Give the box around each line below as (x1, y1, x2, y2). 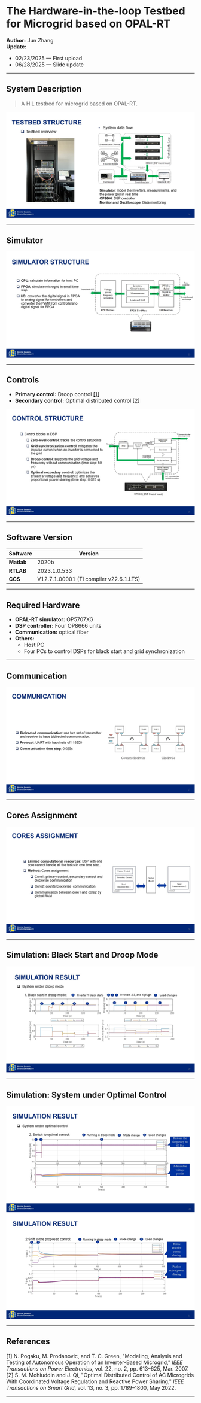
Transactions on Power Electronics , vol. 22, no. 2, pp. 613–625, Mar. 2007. (6, 1365, 190, 1372)
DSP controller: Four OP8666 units (14, 622, 102, 630)
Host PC (23, 642, 45, 649)
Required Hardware (6, 600, 80, 610)
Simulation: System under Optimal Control (6, 1089, 167, 1100)
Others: (14, 635, 35, 642)
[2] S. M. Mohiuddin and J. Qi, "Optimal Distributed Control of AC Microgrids (6, 1371, 194, 1378)
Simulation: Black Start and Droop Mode (6, 950, 159, 960)
